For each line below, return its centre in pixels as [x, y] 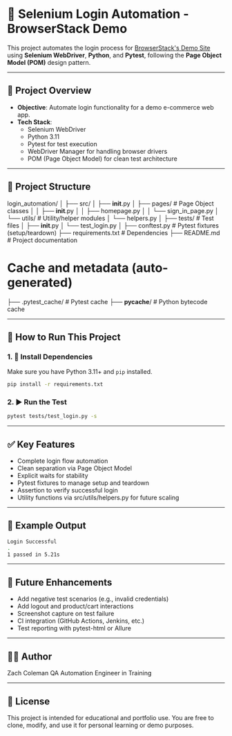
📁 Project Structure [49, 187]
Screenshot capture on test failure [66, 614]
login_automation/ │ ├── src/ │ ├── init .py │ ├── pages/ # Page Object [110, 203]
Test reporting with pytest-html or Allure [74, 628]
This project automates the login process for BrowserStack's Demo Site [109, 48]
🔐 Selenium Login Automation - [98, 14]
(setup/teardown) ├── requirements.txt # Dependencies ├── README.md [114, 232]
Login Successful [32, 541]
